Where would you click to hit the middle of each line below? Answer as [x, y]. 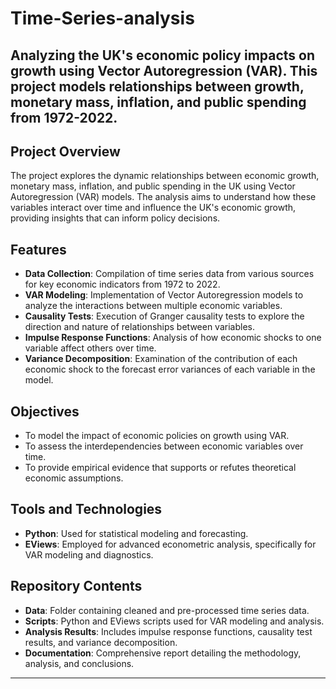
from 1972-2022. [64, 117]
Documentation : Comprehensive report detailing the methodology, [163, 653]
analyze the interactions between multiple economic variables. [153, 306]
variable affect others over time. [90, 348]
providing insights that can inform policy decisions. [115, 218]
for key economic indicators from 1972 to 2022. [122, 284]
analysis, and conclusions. [79, 663]
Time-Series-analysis [102, 18]
